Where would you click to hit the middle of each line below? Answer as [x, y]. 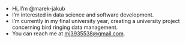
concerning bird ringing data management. [65, 27]
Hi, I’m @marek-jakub [38, 9]
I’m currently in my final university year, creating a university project [96, 21]
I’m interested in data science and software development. [83, 15]
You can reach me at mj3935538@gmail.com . [68, 34]
